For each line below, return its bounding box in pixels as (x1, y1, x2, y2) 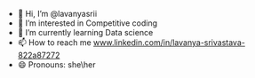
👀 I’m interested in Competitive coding (17, 18, 158, 28)
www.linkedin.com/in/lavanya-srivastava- (92, 37, 246, 48)
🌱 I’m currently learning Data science (17, 27, 154, 37)
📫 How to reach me (17, 37, 92, 48)
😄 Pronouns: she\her (17, 59, 96, 70)
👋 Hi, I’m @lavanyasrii (17, 9, 98, 19)
